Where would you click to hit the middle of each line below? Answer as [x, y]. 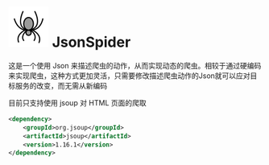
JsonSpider [91, 42]
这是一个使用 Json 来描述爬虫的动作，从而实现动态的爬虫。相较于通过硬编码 [135, 65]
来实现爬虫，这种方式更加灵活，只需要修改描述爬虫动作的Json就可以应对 [130, 76]
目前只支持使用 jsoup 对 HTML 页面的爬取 [77, 102]
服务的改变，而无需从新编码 [61, 85]
